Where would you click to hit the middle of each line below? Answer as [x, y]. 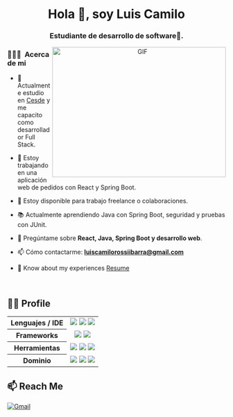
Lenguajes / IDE [37, 323]
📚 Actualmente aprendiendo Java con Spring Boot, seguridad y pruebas [121, 215]
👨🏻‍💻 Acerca [28, 55]
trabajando [33, 165]
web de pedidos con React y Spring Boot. [77, 187]
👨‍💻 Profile [29, 304]
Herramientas [37, 348]
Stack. [26, 144]
